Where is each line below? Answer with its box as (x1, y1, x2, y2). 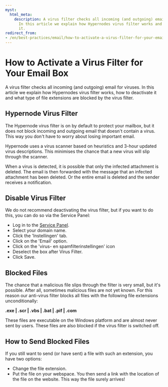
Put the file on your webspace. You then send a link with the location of (12, 371, 159, 377)
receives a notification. (5, 179, 52, 185)
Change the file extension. (12, 365, 67, 371)
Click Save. (12, 254, 36, 260)
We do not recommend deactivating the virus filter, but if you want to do (5, 207, 153, 213)
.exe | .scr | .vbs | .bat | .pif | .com (5, 308, 77, 314)
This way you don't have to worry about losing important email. (5, 133, 135, 139)
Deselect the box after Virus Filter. (12, 249, 83, 255)
